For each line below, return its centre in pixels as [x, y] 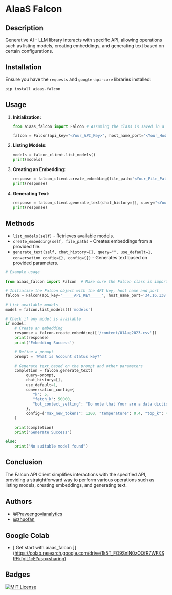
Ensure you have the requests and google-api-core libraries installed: [78, 79]
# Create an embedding [39, 328]
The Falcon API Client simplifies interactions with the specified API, [76, 475]
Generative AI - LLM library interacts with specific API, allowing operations [84, 40]
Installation [24, 67]
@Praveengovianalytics [38, 514]
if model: [16, 324]
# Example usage [23, 272]
